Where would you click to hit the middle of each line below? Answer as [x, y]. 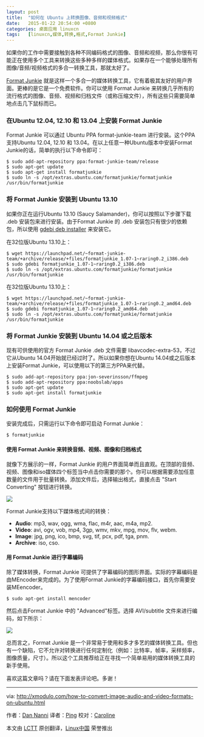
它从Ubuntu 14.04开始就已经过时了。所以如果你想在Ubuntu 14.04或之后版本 [101, 358]
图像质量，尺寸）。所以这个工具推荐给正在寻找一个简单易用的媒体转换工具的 [101, 657]
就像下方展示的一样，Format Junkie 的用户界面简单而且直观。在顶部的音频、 [102, 464]
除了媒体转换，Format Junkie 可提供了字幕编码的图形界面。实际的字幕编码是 [102, 572]
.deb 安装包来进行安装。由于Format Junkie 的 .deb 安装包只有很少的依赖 [97, 221]
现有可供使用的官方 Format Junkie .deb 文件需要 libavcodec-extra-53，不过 [101, 351]
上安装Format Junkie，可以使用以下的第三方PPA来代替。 [77, 366]
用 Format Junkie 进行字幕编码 [45, 557]
